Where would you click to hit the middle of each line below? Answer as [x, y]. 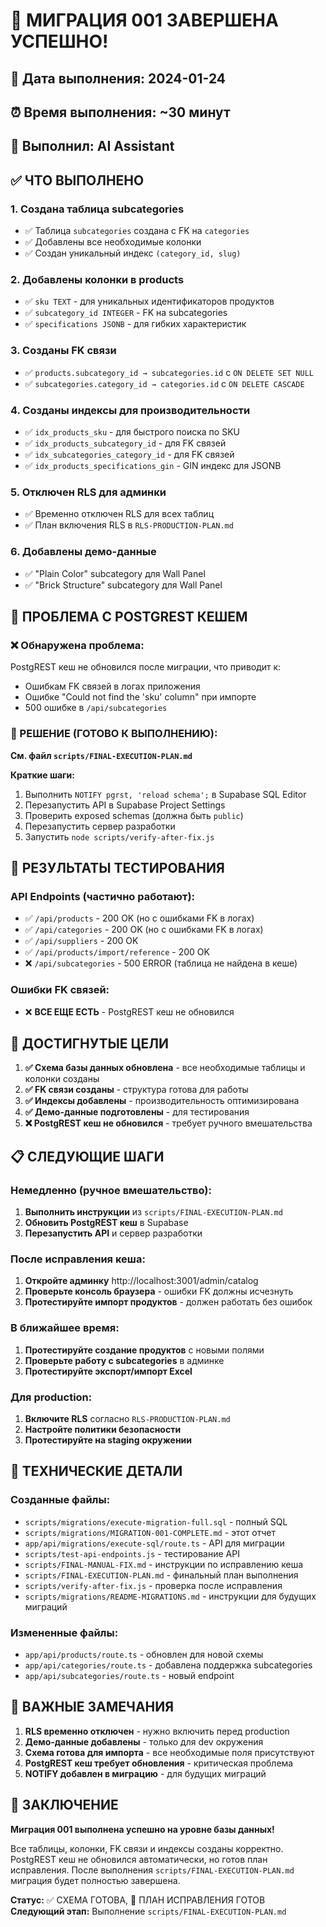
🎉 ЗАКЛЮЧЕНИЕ [64, 1805]
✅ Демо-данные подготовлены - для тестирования [137, 1112]
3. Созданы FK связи [63, 351]
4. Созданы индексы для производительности [130, 410]
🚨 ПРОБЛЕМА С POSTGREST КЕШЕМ [129, 616]
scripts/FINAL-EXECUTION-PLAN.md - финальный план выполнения [161, 1575]
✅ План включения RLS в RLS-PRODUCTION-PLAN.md [129, 525]
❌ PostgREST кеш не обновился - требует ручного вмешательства [168, 1123]
